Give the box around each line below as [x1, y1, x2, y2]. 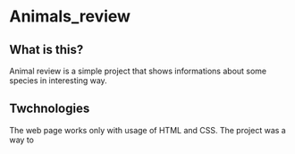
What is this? [9, 42, 84, 57]
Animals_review [9, 6, 131, 27]
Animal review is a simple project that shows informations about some [9, 65, 267, 76]
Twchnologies [9, 101, 90, 116]
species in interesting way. [9, 75, 107, 86]
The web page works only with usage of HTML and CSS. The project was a [9, 124, 286, 135]
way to [9, 134, 34, 145]
